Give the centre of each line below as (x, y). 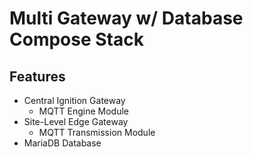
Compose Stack (76, 39)
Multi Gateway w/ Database (126, 18)
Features (37, 76)
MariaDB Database (62, 143)
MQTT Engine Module (84, 111)
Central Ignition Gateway (74, 100)
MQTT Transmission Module (97, 132)
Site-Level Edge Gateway (76, 121)
